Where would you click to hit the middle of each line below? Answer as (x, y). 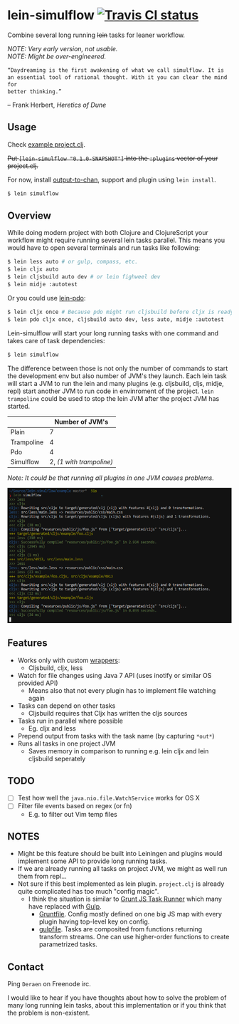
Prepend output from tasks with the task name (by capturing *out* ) (116, 736)
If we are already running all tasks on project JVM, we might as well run (122, 869)
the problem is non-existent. (49, 1013)
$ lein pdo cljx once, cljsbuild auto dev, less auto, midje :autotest (116, 319)
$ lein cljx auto (33, 270)
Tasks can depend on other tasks (67, 706)
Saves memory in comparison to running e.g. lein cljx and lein (118, 751)
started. (19, 406)
